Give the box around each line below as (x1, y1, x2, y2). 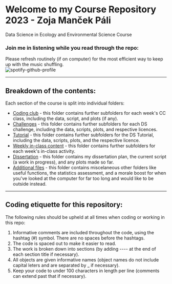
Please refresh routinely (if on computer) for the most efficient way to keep (5, 56, 163, 62)
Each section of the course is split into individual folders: (5, 100, 124, 106)
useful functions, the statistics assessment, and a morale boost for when (12, 170, 166, 176)
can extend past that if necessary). (12, 273, 87, 279)
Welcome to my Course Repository (5, 4, 157, 15)
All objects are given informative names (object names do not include (12, 256, 159, 262)
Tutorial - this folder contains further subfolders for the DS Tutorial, (12, 132, 155, 138)
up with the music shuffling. (5, 62, 64, 68)
